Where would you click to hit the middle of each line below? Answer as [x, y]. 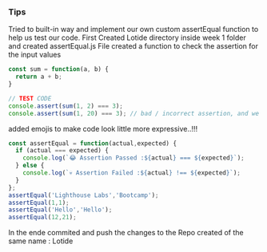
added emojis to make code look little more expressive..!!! [103, 128]
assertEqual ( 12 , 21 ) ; [43, 218]
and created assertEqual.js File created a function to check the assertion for [133, 46]
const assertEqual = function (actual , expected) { [93, 143]
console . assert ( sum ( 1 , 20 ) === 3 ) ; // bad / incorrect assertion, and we [134, 113]
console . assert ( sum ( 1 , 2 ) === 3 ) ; [66, 106]
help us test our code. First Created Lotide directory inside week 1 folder [127, 37]
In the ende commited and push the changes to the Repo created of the [126, 233]
